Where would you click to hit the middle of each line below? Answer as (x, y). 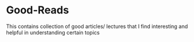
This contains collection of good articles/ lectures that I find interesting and (97, 26)
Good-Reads (38, 10)
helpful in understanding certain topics (53, 32)
